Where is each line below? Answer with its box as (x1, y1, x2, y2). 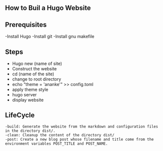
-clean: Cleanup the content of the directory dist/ (5, 132, 115, 137)
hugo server (12, 92, 37, 98)
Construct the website (12, 66, 57, 72)
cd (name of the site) (12, 71, 55, 77)
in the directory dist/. (5, 128, 56, 133)
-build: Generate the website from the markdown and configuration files (5, 124, 159, 129)
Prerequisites (5, 21, 47, 29)
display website (12, 97, 44, 103)
